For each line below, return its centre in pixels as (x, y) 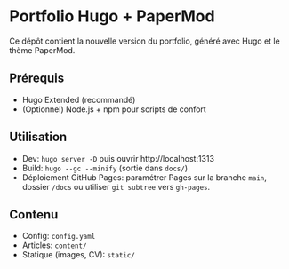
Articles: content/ (54, 245)
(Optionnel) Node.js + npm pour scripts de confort (114, 109)
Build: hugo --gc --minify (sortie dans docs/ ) (105, 168)
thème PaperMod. (42, 50)
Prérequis (37, 79)
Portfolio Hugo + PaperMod (112, 16)
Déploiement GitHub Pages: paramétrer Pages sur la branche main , (144, 177)
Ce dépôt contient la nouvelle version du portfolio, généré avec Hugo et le (144, 41)
